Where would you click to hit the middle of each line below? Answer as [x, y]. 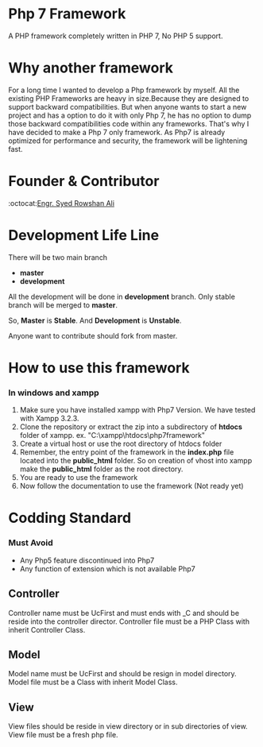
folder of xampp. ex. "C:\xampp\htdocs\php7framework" [112, 435]
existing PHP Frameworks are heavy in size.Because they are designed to [129, 98]
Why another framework [91, 68]
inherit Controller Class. [47, 629]
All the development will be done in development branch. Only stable [122, 296]
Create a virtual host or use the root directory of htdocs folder [121, 444]
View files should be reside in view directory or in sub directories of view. [128, 726]
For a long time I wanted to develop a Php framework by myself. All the [124, 90]
